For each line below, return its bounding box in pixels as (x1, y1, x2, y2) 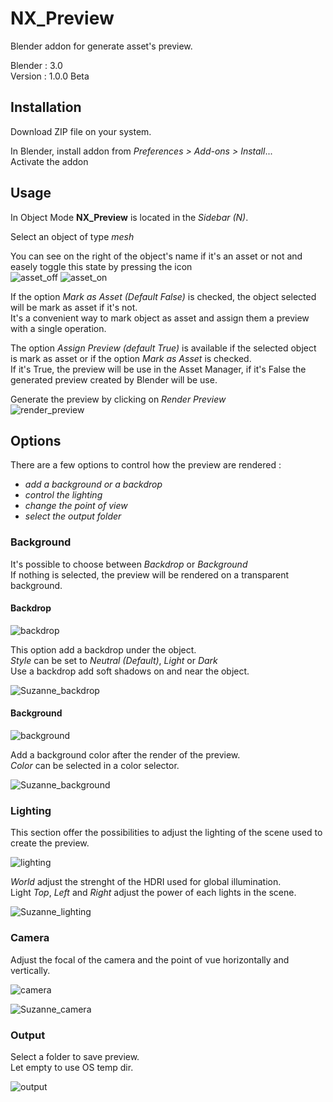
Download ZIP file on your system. (10, 125, 152, 137)
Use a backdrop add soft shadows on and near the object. (10, 665, 250, 677)
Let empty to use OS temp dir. (10, 1061, 134, 1073)
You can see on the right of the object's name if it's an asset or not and (10, 250, 303, 262)
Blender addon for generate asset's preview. (10, 40, 193, 52)
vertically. (10, 964, 51, 976)
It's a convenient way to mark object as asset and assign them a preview (10, 312, 310, 324)
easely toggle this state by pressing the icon (10, 260, 193, 272)
